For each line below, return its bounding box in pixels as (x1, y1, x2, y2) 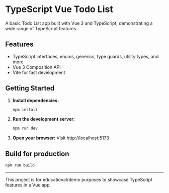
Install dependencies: (12, 97, 59, 104)
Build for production (5, 149, 69, 158)
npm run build (5, 163, 35, 168)
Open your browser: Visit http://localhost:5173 (12, 135, 109, 141)
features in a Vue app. (5, 182, 51, 188)
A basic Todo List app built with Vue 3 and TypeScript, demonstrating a (5, 20, 153, 26)
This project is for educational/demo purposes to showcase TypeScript (5, 177, 152, 182)
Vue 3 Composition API (12, 64, 61, 70)
